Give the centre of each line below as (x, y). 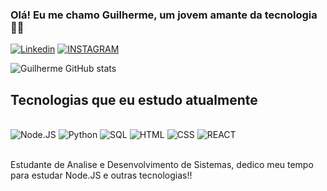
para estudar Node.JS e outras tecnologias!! (101, 175)
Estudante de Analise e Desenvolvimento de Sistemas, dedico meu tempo (162, 165)
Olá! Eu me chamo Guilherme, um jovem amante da (136, 15)
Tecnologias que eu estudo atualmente (134, 99)
